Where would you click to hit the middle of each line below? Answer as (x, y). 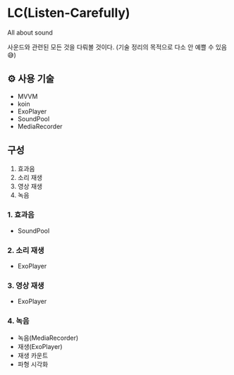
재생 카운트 (33, 355)
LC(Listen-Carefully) (69, 13)
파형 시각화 (33, 364)
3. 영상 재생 (26, 285)
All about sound (30, 32)
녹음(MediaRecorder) (48, 338)
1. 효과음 (21, 215)
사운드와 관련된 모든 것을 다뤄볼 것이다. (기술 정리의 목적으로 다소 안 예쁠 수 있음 (117, 47)
